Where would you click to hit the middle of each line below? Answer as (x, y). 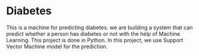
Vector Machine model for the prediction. (57, 46)
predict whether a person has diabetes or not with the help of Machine (93, 33)
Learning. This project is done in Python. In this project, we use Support (95, 40)
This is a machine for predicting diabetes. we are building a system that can (99, 27)
